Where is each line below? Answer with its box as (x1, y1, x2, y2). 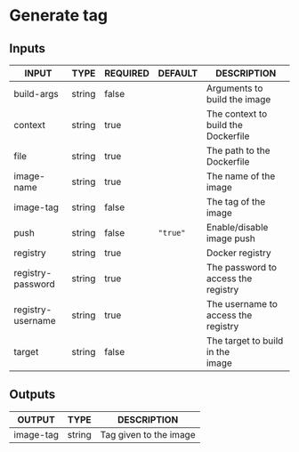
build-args (13, 88, 60, 100)
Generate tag (9, 5, 109, 26)
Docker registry (206, 246, 271, 259)
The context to (206, 108, 268, 120)
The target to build (206, 335, 284, 347)
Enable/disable (206, 222, 269, 233)
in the (206, 346, 230, 358)
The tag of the (206, 196, 266, 207)
